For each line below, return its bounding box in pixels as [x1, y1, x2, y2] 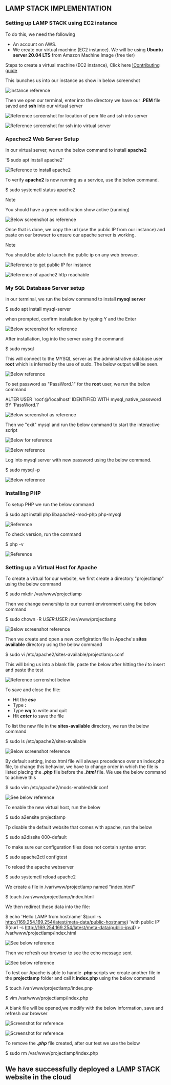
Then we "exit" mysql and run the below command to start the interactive [5, 421, 160, 428]
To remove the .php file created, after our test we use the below [5, 1040, 140, 1046]
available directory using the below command [5, 641, 102, 648]
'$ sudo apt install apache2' [5, 156, 64, 163]
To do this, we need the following [5, 31, 75, 37]
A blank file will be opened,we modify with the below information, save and [5, 1004, 164, 1011]
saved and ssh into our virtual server [5, 103, 83, 109]
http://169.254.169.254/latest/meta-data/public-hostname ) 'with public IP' [5, 919, 161, 925]
